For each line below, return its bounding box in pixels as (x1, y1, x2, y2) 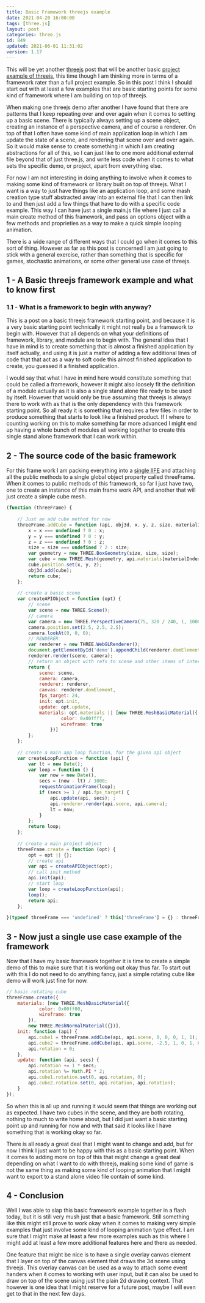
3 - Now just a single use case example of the (6, 931, 182, 942)
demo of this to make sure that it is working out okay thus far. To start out (6, 964, 191, 971)
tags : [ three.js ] (6, 20, 51, 26)
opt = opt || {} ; (28, 852, 72, 858)
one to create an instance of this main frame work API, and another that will (6, 486, 196, 494)
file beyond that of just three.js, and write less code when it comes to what (6, 156, 194, 163)
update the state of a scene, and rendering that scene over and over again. (6, 136, 195, 143)
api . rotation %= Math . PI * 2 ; (28, 1068, 105, 1075)
